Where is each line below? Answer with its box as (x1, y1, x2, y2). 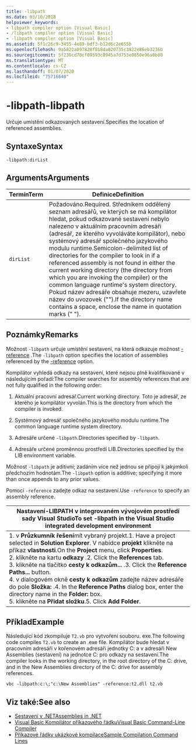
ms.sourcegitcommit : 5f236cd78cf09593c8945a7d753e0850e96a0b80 (6, 52, 163, 58)
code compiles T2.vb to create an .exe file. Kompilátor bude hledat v (6, 639, 170, 646)
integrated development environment (44, 521, 152, 529)
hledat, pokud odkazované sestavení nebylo (48, 215, 170, 223)
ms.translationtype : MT (6, 57, 64, 63)
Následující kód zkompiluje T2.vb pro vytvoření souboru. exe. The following (6, 632, 185, 639)
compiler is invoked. (14, 405, 63, 412)
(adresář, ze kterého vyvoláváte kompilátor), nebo (48, 229, 185, 238)
